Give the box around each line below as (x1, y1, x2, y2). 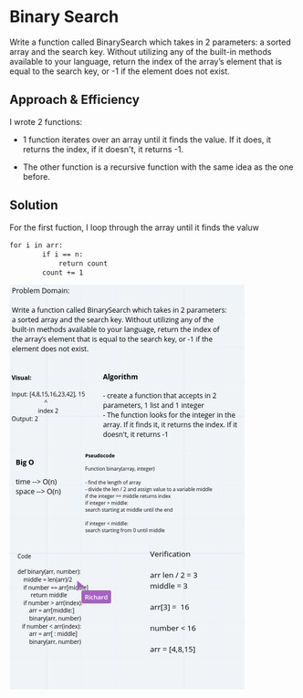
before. (22, 171, 50, 182)
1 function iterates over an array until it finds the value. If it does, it (22, 134, 272, 145)
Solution (9, 198, 58, 214)
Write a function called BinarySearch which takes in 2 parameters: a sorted (9, 36, 292, 47)
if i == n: (42, 249, 84, 259)
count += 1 (42, 267, 84, 277)
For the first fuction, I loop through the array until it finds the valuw (9, 222, 260, 233)
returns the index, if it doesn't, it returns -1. (22, 143, 184, 154)
